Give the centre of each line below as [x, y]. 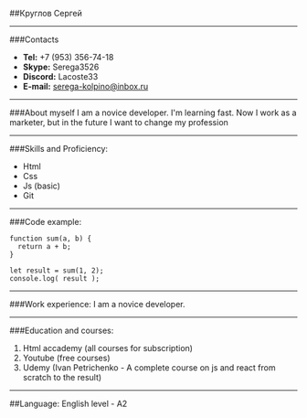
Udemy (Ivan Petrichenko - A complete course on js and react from [149, 368]
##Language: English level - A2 [69, 403]
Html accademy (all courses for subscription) [108, 348]
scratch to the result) [62, 377]
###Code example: [46, 222]
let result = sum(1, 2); [57, 271]
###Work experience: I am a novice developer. [97, 304]
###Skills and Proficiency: [58, 149]
